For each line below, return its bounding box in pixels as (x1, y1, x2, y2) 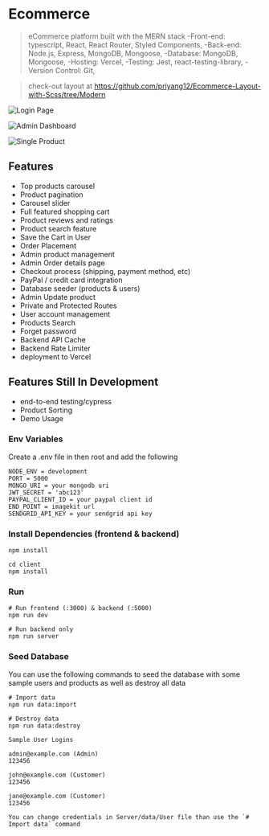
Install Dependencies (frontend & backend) (8, 528, 180, 539)
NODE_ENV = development (8, 467, 88, 475)
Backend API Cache (19, 334, 86, 344)
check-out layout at (27, 81, 93, 91)
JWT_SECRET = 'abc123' (8, 488, 84, 497)
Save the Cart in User (19, 232, 92, 242)
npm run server (8, 633, 59, 641)
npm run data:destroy (8, 721, 81, 730)
